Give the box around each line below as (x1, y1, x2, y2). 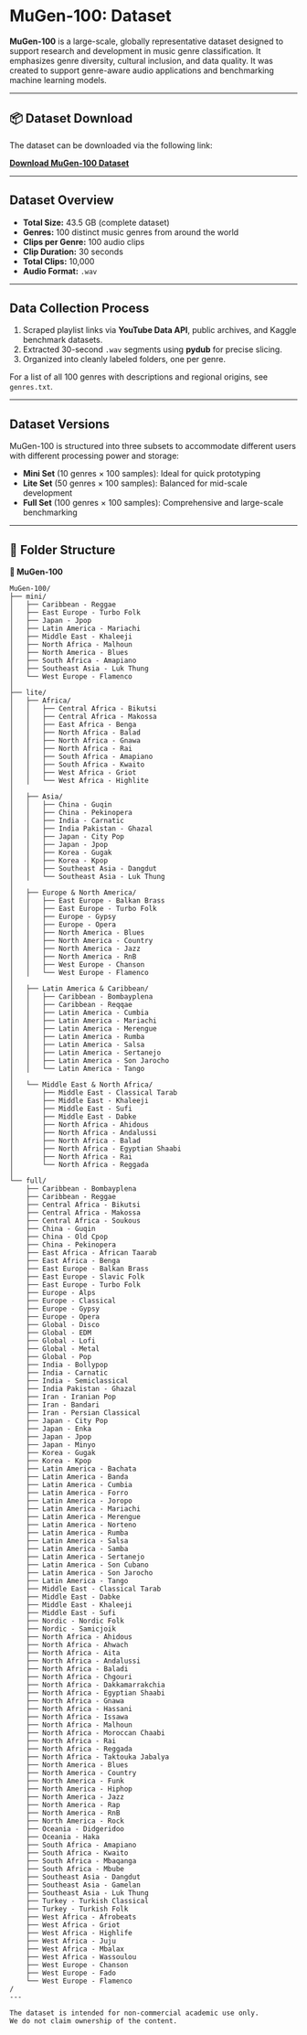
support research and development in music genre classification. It (9, 45, 261, 56)
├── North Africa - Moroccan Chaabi (26, 1729, 166, 1738)
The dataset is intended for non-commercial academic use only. (9, 2008, 259, 2018)
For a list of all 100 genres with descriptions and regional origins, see (9, 371, 269, 382)
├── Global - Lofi (26, 1336, 96, 1345)
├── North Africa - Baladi (26, 1665, 129, 1674)
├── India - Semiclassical (26, 1376, 129, 1386)
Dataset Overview (9, 193, 114, 209)
